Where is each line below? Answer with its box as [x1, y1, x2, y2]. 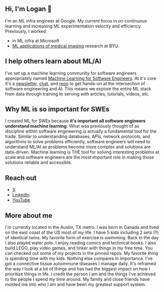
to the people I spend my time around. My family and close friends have [5, 276, 150, 282]
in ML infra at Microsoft [12, 38, 60, 44]
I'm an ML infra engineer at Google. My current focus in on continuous [5, 18, 147, 23]
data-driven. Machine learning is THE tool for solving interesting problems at [5, 149, 160, 155]
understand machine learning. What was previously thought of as [5, 123, 140, 129]
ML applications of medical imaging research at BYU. [12, 43, 119, 49]
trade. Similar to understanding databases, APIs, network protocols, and [5, 134, 150, 139]
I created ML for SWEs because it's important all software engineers [5, 118, 146, 124]
